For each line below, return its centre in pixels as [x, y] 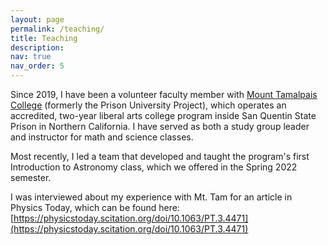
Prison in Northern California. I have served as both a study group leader [160, 126]
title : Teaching [44, 38]
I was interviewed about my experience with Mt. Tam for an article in [151, 197]
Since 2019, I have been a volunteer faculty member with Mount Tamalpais [164, 94]
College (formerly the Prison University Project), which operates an [148, 105]
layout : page [37, 19]
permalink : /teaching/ [57, 29]
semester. [31, 177]
